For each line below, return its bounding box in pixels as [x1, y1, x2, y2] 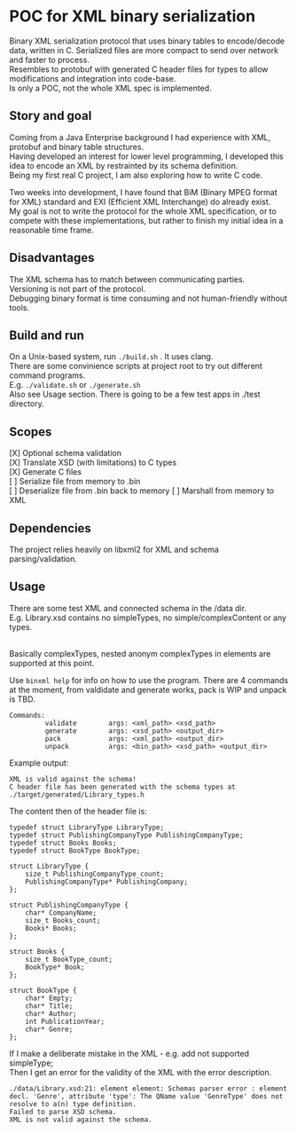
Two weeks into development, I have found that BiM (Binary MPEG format [9, 186, 277, 197]
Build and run [9, 327, 84, 342]
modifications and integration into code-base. [9, 73, 176, 83]
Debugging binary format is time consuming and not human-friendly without [9, 293, 288, 303]
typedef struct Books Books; [9, 838, 117, 847]
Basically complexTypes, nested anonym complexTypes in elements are [9, 648, 271, 658]
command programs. [9, 370, 86, 381]
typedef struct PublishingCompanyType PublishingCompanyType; [9, 830, 244, 839]
